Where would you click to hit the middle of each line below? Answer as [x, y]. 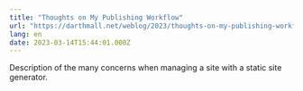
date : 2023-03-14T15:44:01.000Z [70, 42]
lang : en [26, 34]
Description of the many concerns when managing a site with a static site [146, 68]
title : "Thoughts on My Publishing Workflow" [96, 17]
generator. [28, 78]
